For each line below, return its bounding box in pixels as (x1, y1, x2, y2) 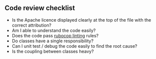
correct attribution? (11, 22, 52, 28)
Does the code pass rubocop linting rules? (11, 32, 99, 38)
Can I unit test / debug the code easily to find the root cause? (11, 43, 138, 49)
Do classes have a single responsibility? (11, 38, 94, 44)
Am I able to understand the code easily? (11, 27, 96, 33)
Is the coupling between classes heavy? (11, 48, 94, 54)
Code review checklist (4, 4, 75, 12)
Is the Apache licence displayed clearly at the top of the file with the (11, 17, 152, 23)
